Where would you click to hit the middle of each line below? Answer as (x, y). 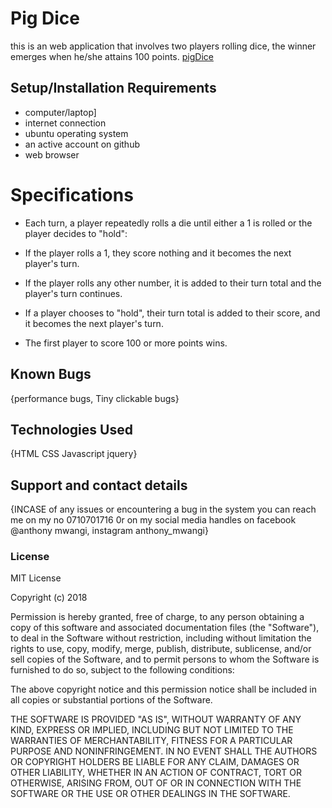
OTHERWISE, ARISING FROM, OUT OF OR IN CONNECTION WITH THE (156, 783)
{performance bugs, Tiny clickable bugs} (95, 398)
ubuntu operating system (76, 133)
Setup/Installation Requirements (113, 88)
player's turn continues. (73, 293)
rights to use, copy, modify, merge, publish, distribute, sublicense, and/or (161, 649)
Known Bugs (51, 374)
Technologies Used (71, 429)
